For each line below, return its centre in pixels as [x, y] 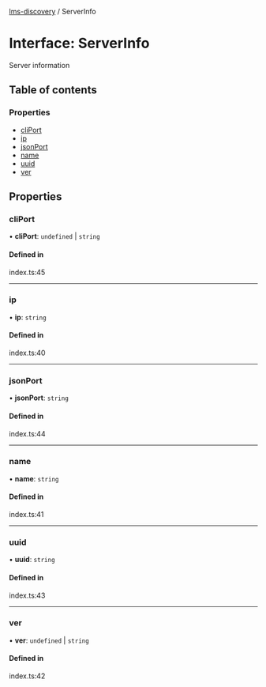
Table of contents [53, 90]
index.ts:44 [27, 433]
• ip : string [28, 317]
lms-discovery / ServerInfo [53, 11]
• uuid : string [32, 560]
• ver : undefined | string [49, 640]
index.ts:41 [26, 515]
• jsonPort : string [39, 398]
